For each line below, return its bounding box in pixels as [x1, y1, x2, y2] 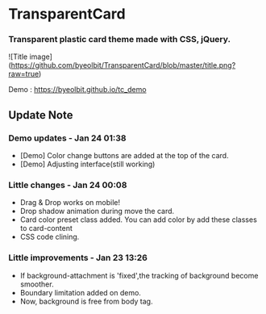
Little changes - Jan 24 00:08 [8, 179, 127, 190]
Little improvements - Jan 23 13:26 [8, 252, 148, 263]
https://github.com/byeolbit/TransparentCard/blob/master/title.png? [10, 61, 236, 70]
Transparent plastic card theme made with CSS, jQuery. [8, 34, 231, 45]
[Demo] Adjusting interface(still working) [19, 159, 156, 170]
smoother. [19, 279, 54, 289]
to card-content [19, 224, 73, 233]
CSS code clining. [19, 232, 80, 242]
